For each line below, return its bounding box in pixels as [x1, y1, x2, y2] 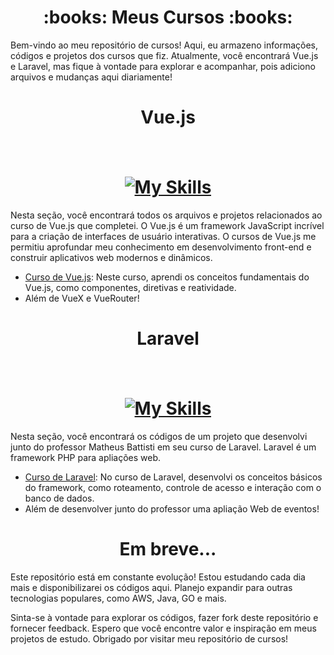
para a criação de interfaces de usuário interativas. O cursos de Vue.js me [10, 230, 317, 242]
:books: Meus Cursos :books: [43, 6, 293, 29]
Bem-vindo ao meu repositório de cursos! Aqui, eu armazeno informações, [10, 39, 319, 51]
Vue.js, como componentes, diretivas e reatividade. [24, 281, 237, 293]
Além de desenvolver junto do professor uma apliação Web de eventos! [24, 502, 320, 515]
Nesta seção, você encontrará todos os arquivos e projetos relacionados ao [10, 209, 323, 221]
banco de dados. [24, 492, 95, 504]
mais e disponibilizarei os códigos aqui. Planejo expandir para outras [10, 581, 293, 593]
